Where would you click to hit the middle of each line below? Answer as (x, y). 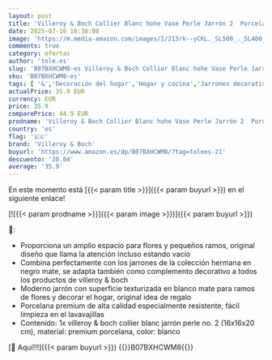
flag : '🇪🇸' (28, 136)
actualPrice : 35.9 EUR (47, 91)
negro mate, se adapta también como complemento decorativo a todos (138, 272)
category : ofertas (39, 54)
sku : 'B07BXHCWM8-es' (45, 76)
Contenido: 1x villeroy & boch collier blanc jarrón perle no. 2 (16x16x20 (137, 323)
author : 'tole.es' (39, 62)
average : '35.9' (36, 167)
